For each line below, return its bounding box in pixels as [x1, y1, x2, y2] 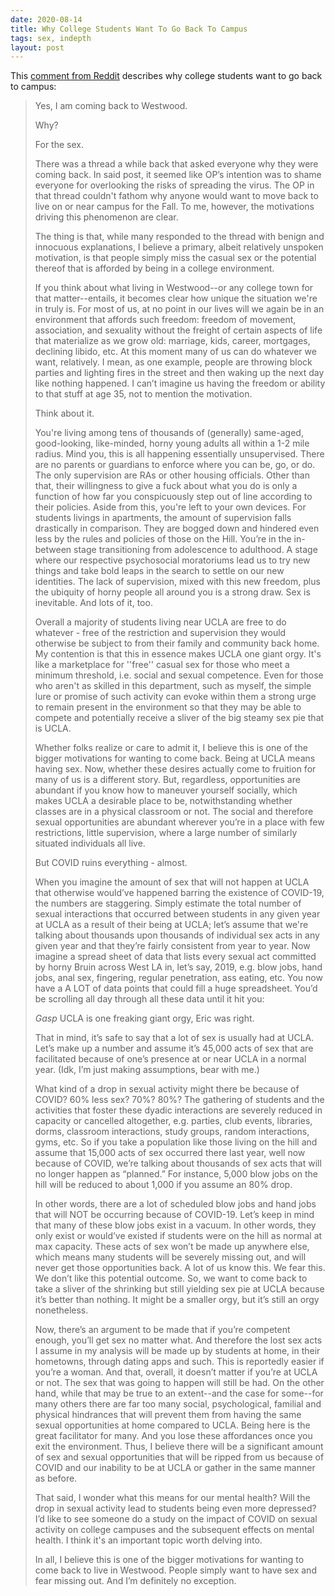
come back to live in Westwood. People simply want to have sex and [34, 1564, 317, 1576]
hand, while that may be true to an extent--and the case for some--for [34, 1387, 324, 1400]
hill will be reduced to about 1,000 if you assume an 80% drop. [34, 1179, 293, 1191]
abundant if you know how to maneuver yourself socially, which [34, 784, 298, 796]
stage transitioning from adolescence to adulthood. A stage [73, 544, 318, 556]
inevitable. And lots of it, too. [34, 597, 153, 609]
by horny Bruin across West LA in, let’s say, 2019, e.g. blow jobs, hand [34, 961, 323, 973]
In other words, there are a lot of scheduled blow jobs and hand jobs [34, 1198, 317, 1210]
